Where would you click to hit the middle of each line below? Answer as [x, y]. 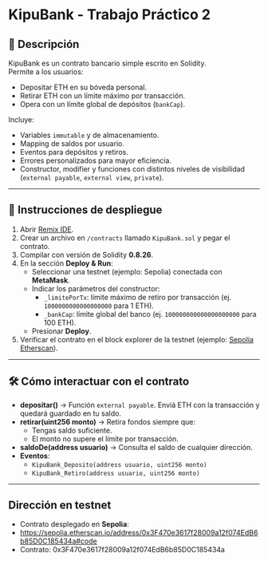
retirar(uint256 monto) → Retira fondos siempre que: [108, 421]
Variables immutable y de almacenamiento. [89, 135]
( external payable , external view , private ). [92, 178]
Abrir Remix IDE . [47, 229]
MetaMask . [51, 280]
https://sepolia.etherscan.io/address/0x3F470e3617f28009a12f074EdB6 [139, 533]
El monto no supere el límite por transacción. [105, 439]
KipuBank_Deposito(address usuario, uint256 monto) [119, 464]
